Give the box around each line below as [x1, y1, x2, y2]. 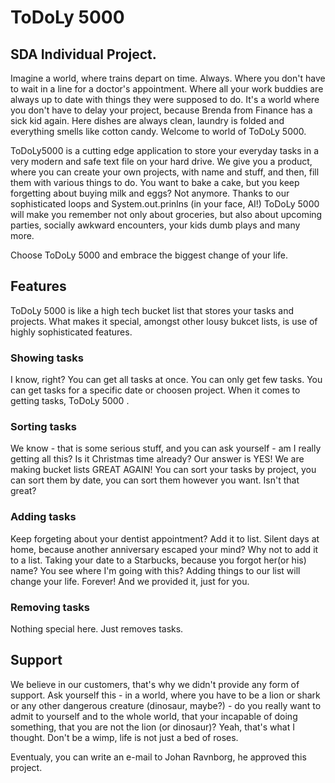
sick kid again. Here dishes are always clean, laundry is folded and [10, 115, 285, 126]
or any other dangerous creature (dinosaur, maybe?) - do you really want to [10, 699, 322, 711]
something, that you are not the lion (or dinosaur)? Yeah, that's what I [10, 721, 295, 733]
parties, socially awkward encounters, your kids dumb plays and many [10, 219, 301, 231]
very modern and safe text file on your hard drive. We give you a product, [10, 156, 313, 167]
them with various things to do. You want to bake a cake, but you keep [10, 177, 300, 188]
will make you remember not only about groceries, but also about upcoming [10, 209, 323, 220]
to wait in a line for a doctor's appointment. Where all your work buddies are [10, 83, 324, 95]
